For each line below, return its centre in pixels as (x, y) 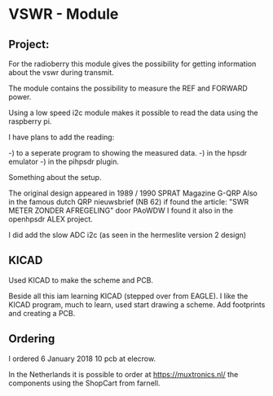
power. (20, 97)
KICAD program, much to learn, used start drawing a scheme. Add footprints (137, 304)
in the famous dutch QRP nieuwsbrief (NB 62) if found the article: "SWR (129, 202)
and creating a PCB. (42, 313)
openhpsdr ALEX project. (51, 219)
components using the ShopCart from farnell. (84, 383)
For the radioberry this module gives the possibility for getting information (132, 64)
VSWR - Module (64, 14)
